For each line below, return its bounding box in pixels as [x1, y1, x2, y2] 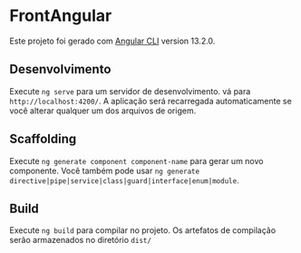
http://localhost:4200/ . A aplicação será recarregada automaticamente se [9, 95, 292, 106]
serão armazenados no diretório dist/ [9, 235, 152, 246]
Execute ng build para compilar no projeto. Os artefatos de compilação [9, 225, 277, 236]
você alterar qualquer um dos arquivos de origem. [9, 105, 197, 116]
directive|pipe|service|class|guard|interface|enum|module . [9, 174, 239, 186]
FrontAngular [9, 5, 112, 26]
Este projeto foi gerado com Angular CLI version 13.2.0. [9, 35, 216, 46]
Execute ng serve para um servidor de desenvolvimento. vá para [9, 85, 251, 96]
